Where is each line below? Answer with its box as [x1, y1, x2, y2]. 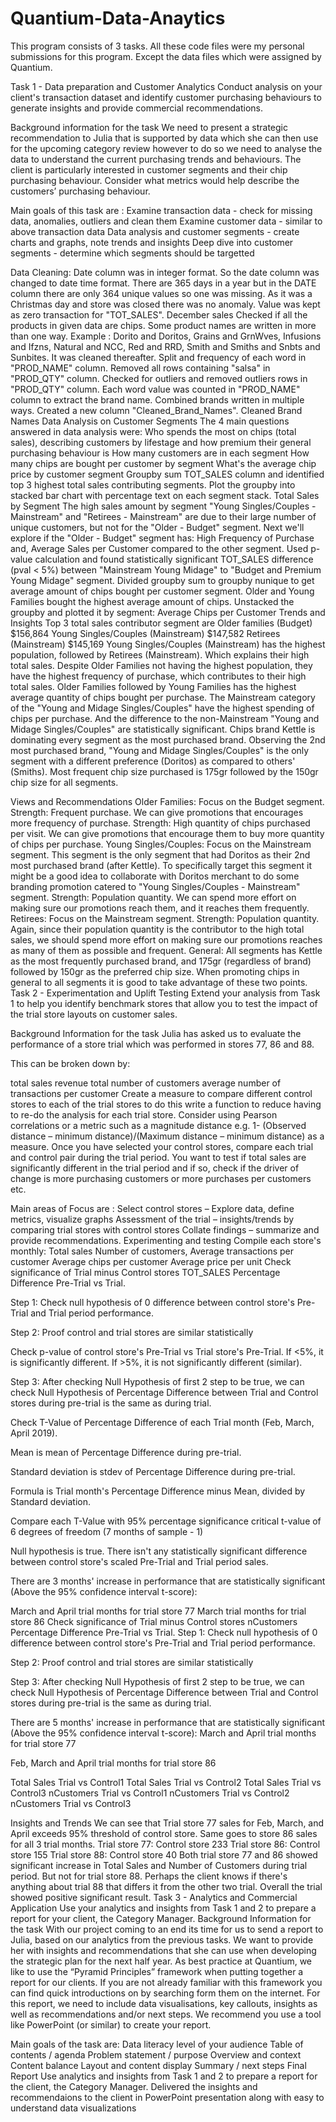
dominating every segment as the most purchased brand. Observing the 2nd [10, 733, 326, 746]
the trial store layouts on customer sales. [10, 1008, 178, 1020]
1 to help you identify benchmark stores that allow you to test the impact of [10, 997, 318, 1009]
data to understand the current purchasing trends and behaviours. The [10, 153, 302, 165]
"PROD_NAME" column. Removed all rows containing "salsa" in [10, 362, 271, 374]
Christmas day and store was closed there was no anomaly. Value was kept [10, 298, 321, 310]
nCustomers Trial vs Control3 [10, 1797, 132, 1809]
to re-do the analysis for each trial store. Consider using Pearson [10, 1108, 278, 1121]
